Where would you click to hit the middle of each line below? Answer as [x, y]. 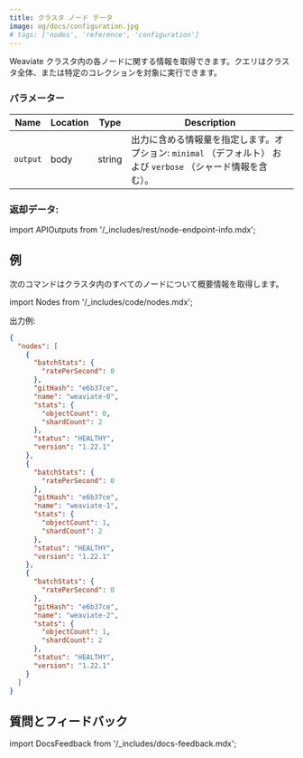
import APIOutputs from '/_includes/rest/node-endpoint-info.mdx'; [133, 229]
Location [70, 122]
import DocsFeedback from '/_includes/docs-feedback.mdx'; [123, 744]
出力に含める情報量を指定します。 [202, 139]
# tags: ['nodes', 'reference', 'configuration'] [105, 34]
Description [210, 122]
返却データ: [34, 209]
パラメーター [37, 99]
